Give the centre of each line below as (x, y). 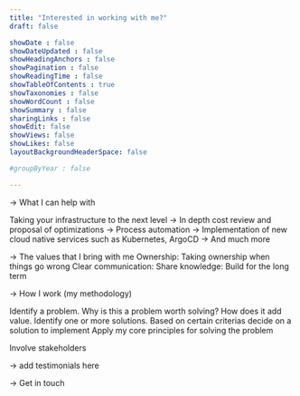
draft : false (34, 26)
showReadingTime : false (56, 77)
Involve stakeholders (48, 348)
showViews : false (42, 135)
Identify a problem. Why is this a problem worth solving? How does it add (145, 311)
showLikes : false (42, 144)
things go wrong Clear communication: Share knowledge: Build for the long (149, 266)
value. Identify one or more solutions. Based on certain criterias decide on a (150, 320)
